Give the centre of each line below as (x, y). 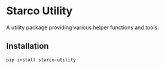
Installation (27, 46)
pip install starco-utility (41, 60)
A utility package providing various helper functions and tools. (83, 27)
